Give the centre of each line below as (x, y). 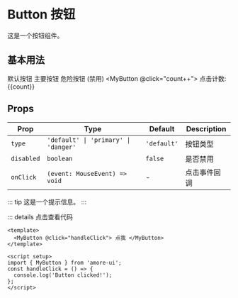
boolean (60, 158)
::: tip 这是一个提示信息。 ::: (47, 202)
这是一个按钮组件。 (35, 35)
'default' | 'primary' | (89, 140)
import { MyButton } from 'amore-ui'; (64, 263)
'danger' (62, 147)
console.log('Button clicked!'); (63, 275)
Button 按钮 (41, 15)
